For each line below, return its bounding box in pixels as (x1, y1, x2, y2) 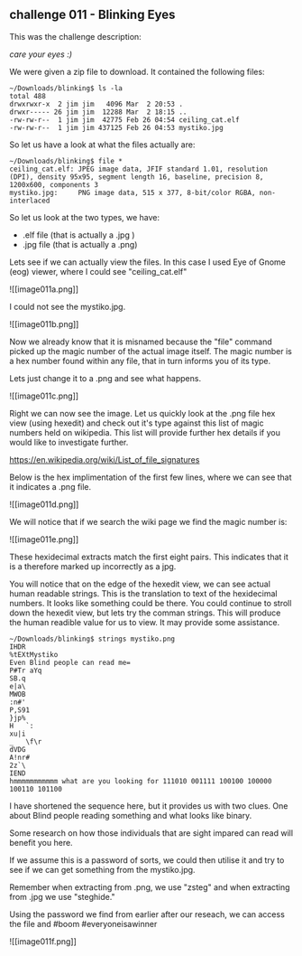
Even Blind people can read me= (9, 658, 131, 667)
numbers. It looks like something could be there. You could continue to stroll (9, 597, 292, 608)
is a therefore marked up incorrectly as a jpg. (9, 560, 177, 572)
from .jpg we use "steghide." (9, 891, 115, 902)
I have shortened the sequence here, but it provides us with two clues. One (9, 800, 288, 811)
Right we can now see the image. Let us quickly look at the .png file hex (9, 408, 276, 418)
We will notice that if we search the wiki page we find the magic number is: (9, 516, 288, 527)
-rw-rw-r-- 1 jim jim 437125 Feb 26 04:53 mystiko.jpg (9, 123, 224, 132)
